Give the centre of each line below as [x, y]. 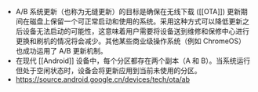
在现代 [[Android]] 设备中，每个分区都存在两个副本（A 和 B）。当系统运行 [133, 61]
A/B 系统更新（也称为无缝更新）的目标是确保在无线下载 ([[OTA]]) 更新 [128, 11]
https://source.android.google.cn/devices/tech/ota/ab [103, 79]
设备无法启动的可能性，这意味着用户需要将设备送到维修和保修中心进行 [136, 31]
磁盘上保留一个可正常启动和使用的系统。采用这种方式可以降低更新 [136, 21]
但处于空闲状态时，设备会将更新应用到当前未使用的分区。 [108, 70]
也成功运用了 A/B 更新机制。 [61, 51]
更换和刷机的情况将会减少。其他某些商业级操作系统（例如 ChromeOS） [130, 41]
